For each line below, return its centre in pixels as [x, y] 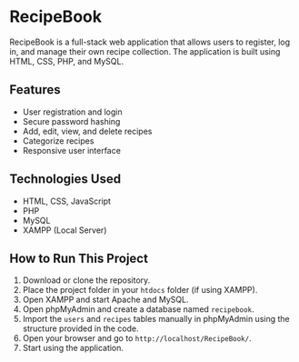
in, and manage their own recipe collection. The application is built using [145, 51]
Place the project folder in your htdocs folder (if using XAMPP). [140, 290]
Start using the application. [73, 348]
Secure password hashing [71, 121]
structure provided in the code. [80, 328]
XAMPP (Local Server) [65, 230]
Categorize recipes [58, 141]
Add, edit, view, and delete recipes [87, 131]
